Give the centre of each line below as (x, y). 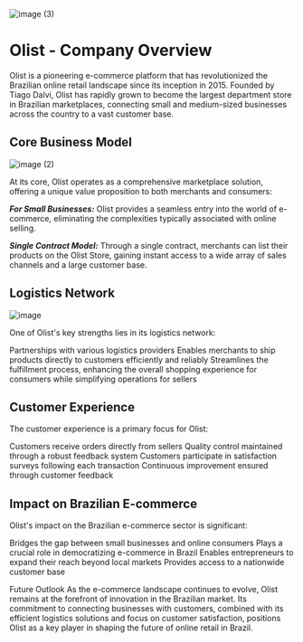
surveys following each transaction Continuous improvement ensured (139, 466)
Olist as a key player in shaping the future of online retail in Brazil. (131, 628)
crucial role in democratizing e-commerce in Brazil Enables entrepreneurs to (151, 552)
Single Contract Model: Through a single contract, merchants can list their (149, 245)
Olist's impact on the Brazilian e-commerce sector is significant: (129, 525)
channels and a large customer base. (78, 264)
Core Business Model (71, 142)
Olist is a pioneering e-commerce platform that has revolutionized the (139, 75)
